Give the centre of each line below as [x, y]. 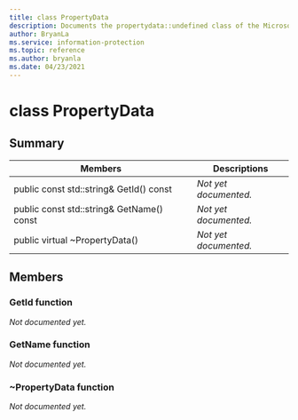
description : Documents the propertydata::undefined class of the [134, 26]
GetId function [41, 303]
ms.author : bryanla [45, 59]
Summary [37, 143]
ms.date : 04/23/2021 [47, 67]
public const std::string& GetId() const [93, 189]
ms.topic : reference [47, 51]
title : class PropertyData [59, 17]
